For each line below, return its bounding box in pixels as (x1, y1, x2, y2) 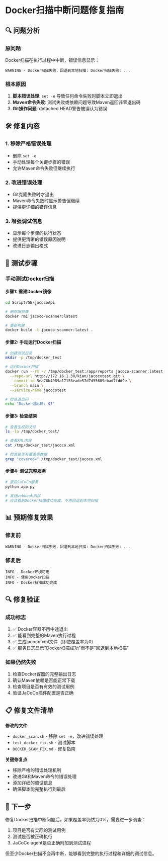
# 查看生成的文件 (5, 424, 36, 429)
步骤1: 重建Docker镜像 (5, 289, 52, 295)
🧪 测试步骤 (5, 259, 38, 267)
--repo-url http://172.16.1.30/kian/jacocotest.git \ (10, 374, 125, 379)
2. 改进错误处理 (5, 179, 43, 186)
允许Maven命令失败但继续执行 (12, 165, 75, 171)
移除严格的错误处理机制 (12, 767, 61, 773)
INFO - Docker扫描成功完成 (5, 580, 57, 585)
